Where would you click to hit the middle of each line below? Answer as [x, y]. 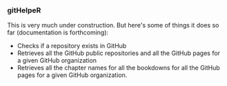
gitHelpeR [24, 10]
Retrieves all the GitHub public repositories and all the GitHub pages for [119, 53]
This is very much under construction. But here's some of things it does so [113, 25]
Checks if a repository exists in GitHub [72, 46]
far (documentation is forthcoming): [58, 32]
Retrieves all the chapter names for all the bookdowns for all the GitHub [119, 68]
